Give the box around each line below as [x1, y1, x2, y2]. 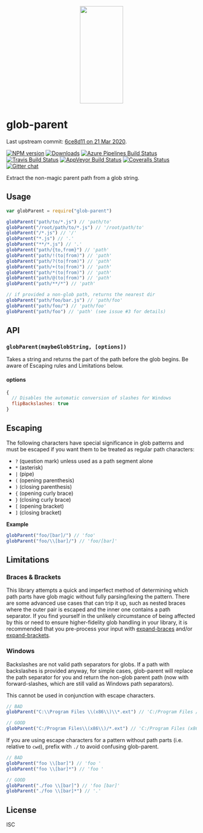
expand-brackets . [6, 632, 51, 639]
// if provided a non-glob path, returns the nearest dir [6, 291, 155, 298]
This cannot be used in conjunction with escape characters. [6, 691, 155, 699]
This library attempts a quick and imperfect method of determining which [6, 586, 188, 594]
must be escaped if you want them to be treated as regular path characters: [6, 445, 195, 453]
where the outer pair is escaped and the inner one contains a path [6, 606, 171, 613]
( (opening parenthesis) [14, 476, 74, 484]
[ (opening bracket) [14, 502, 65, 509]
